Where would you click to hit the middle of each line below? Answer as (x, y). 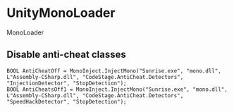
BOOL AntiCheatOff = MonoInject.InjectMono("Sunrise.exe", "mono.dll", (114, 71)
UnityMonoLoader (61, 13)
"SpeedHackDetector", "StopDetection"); (67, 101)
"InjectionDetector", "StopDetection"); (67, 83)
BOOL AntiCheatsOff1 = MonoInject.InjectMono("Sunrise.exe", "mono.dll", (117, 89)
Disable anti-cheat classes (66, 55)
